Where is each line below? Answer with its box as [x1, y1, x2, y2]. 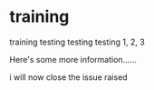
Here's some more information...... [9, 54, 138, 65]
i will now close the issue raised [9, 71, 129, 83]
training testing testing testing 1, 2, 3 [9, 36, 145, 47]
